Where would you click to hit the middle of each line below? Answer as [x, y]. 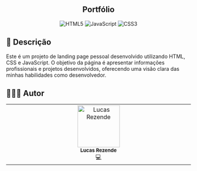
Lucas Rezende [98, 151]
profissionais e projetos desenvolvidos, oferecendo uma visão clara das [93, 69]
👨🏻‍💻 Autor [25, 93]
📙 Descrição [29, 42]
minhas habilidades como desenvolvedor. [56, 75]
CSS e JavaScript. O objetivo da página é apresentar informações [86, 62]
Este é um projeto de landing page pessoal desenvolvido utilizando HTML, [96, 56]
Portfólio [98, 10]
